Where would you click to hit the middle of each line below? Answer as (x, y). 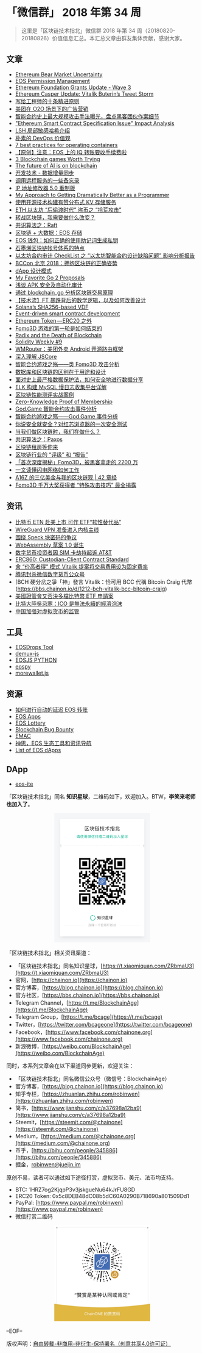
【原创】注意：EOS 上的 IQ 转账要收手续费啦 (71, 152)
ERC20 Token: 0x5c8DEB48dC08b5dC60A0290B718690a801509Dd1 (102, 1196)
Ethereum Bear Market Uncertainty (59, 74)
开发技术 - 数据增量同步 (45, 173)
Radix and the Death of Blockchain (58, 335)
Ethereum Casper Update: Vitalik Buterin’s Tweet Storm (84, 94)
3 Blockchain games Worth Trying (57, 159)
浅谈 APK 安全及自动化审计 (49, 285)
